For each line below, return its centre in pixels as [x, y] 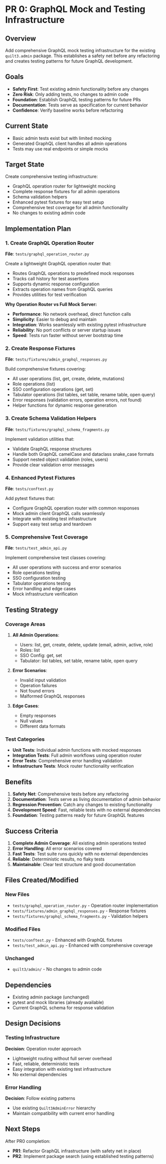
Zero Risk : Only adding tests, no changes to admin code [70, 94]
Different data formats [43, 726]
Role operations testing [36, 573]
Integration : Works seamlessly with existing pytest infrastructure [79, 325]
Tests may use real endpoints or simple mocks [60, 148]
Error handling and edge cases [44, 589]
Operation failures [38, 685]
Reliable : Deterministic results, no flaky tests [58, 859]
